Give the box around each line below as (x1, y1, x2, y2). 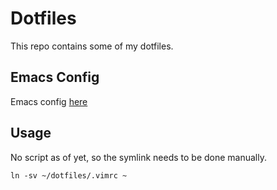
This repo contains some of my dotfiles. (10, 40, 174, 52)
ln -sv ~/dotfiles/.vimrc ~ (10, 170, 128, 181)
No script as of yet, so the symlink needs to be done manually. (10, 151, 267, 163)
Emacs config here (10, 95, 88, 107)
